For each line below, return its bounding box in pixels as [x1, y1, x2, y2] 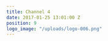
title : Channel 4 [6, 8, 51, 15]
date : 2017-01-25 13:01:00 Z [6, 14, 81, 20]
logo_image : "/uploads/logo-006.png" [6, 25, 103, 32]
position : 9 [6, 20, 37, 26]
